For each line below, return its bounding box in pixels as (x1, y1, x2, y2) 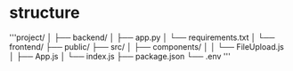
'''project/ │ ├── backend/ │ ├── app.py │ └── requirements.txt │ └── (9, 32, 275, 43)
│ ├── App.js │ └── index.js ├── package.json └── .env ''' (9, 51, 232, 61)
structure (9, 3, 80, 23)
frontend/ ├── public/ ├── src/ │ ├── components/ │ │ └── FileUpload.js (9, 41, 285, 51)
